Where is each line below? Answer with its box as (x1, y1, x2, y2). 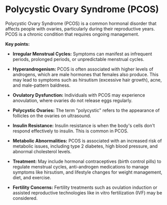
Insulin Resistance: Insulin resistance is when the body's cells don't (12, 122, 155, 128)
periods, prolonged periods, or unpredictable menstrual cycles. (12, 56, 144, 62)
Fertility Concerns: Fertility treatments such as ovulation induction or (12, 184, 158, 190)
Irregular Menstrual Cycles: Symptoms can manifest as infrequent (12, 51, 152, 57)
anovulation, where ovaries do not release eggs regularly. (12, 97, 133, 104)
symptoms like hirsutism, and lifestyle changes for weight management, (12, 169, 163, 175)
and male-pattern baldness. (12, 82, 71, 88)
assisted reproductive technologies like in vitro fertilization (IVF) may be (12, 189, 162, 196)
